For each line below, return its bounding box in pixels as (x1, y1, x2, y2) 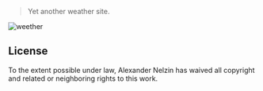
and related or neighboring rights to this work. (8, 74, 158, 83)
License (8, 45, 48, 58)
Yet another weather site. (27, 7, 110, 16)
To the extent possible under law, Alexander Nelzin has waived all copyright (8, 65, 255, 75)
